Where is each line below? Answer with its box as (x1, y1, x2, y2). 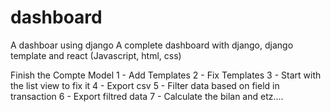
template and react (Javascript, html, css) (10, 49, 182, 61)
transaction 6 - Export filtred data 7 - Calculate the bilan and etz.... (10, 90, 284, 102)
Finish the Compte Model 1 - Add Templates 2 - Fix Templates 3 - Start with (10, 69, 322, 81)
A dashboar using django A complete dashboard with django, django (10, 39, 294, 51)
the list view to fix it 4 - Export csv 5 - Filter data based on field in (10, 79, 280, 91)
